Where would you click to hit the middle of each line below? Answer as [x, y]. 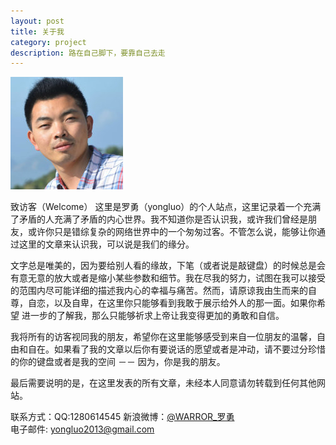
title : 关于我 [37, 31]
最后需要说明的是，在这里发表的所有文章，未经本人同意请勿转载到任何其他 [163, 383]
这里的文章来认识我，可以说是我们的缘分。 [106, 244]
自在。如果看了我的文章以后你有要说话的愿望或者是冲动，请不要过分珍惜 [176, 349]
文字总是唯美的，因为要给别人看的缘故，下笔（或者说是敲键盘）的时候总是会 [168, 266]
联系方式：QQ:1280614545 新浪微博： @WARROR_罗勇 [122, 417]
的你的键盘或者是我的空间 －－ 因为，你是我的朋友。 [118, 362]
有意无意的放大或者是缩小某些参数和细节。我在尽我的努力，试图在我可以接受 [168, 278]
